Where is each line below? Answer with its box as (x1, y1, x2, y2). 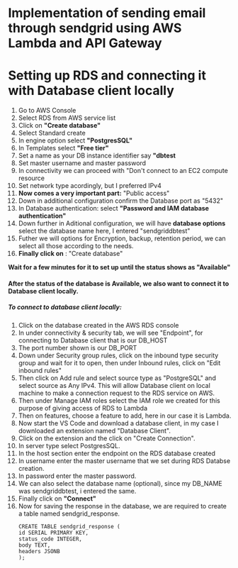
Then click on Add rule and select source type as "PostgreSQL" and (18, 374, 217, 382)
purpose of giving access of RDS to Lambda (18, 403, 148, 412)
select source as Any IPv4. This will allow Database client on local (18, 381, 211, 389)
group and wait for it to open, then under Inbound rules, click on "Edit (18, 358, 221, 367)
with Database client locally (8, 83, 174, 99)
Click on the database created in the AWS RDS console (18, 321, 179, 329)
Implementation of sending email (8, 5, 206, 21)
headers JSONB (18, 547, 60, 555)
